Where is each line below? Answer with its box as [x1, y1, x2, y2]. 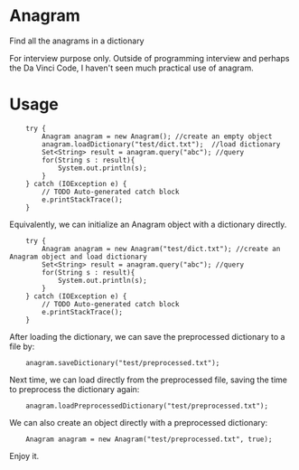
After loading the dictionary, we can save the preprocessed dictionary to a [9, 331, 285, 342]
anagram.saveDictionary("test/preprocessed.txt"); [25, 358, 220, 367]
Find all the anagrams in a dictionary [9, 35, 145, 46]
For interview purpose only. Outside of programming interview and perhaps [9, 52, 290, 63]
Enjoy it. [9, 450, 40, 461]
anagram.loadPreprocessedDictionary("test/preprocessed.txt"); [25, 401, 269, 410]
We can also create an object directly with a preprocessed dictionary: [9, 417, 268, 428]
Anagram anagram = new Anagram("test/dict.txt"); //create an [42, 244, 281, 253]
